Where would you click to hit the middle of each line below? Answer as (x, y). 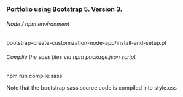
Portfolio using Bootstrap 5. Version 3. (64, 9)
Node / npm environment (38, 24)
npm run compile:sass (34, 76)
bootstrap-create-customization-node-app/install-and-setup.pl (86, 43)
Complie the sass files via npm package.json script (71, 56)
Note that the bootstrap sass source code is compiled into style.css (91, 88)
